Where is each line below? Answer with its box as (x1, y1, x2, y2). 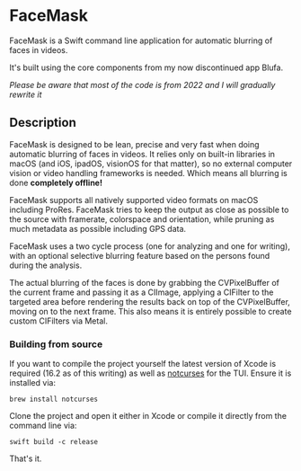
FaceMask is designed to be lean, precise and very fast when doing (9, 138, 260, 149)
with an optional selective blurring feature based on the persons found (9, 250, 270, 261)
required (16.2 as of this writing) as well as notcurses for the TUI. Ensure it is (9, 368, 292, 378)
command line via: (9, 420, 77, 431)
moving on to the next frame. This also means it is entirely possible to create (9, 306, 292, 316)
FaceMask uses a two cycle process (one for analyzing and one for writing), (9, 240, 290, 252)
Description (9, 115, 76, 130)
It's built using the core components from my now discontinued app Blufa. (9, 62, 284, 73)
